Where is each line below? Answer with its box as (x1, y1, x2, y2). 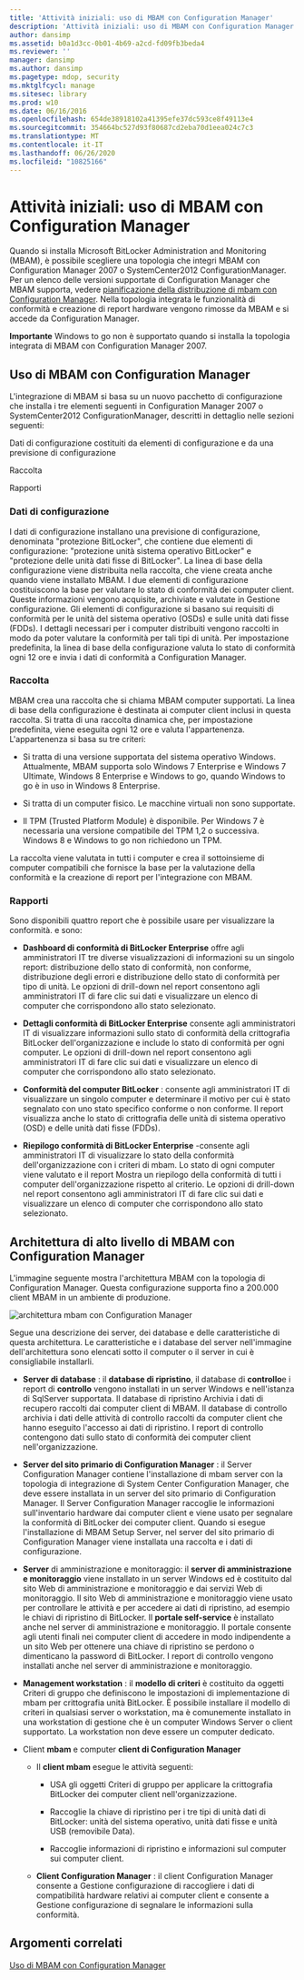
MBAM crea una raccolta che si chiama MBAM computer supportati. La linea (9, 695, 296, 706)
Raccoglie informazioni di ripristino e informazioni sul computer (49, 1843, 287, 1854)
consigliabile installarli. (9, 1356, 94, 1367)
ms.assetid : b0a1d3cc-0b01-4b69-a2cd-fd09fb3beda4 (9, 38, 205, 48)
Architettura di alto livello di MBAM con (9, 1234, 236, 1250)
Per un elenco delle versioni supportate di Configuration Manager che (9, 275, 270, 286)
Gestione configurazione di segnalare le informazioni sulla (35, 1899, 254, 1910)
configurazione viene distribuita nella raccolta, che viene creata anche (9, 565, 273, 576)
